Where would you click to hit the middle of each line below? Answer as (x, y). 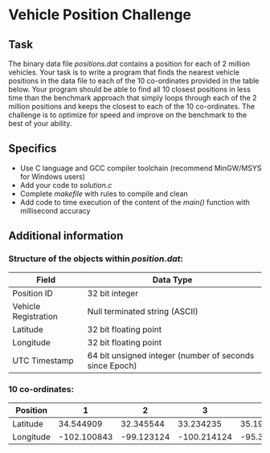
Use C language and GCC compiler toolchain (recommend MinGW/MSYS (141, 168)
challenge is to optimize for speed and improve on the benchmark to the (128, 115)
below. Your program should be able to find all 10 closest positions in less (129, 89)
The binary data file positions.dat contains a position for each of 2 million (129, 63)
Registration (35, 316)
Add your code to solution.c (66, 185)
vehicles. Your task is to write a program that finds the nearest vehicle (124, 72)
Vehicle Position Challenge (100, 15)
